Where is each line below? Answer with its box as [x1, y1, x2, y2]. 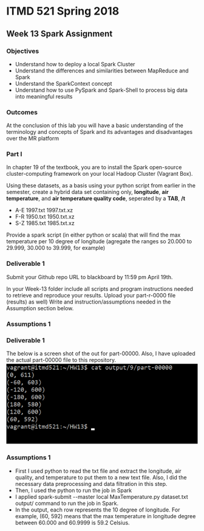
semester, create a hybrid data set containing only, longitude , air [6, 189, 169, 196]
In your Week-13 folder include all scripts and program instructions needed [6, 285, 193, 293]
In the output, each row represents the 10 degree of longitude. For [15, 506, 180, 513]
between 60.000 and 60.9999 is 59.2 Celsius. [15, 519, 130, 526]
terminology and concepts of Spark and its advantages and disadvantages [6, 128, 193, 136]
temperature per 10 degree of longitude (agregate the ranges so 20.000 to [6, 238, 192, 245]
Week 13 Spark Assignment [6, 29, 113, 39]
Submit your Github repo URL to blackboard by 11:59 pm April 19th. [6, 273, 173, 280]
